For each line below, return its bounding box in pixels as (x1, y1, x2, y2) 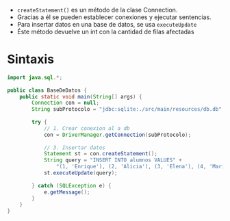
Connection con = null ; (31, 99, 99, 107)
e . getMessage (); (43, 188, 90, 196)
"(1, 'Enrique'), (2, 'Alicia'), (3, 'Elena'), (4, (55, 164, 207, 170)
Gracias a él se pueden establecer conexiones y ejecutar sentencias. (16, 13, 212, 21)
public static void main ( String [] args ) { (19, 93, 142, 100)
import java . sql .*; (7, 74, 63, 81)
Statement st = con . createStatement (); (43, 151, 157, 157)
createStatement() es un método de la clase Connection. (16, 6, 178, 14)
